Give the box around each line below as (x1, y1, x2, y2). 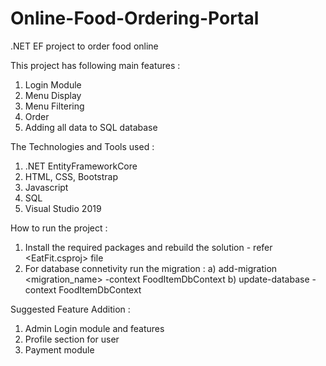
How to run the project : (10, 222, 108, 234)
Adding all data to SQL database (24, 121, 158, 133)
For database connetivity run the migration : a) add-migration (24, 262, 278, 274)
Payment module (24, 343, 95, 356)
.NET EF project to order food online (10, 40, 159, 52)
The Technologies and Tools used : (10, 140, 155, 152)
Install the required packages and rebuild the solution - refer (24, 241, 273, 253)
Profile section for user (24, 333, 120, 345)
